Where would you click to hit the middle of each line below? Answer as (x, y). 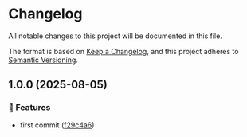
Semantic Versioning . (43, 60)
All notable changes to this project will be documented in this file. (116, 36)
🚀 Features (29, 108)
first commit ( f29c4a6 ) (57, 125)
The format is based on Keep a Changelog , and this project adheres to (123, 51)
